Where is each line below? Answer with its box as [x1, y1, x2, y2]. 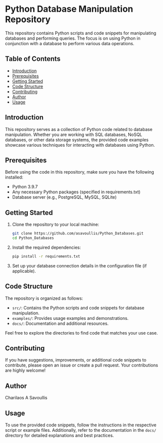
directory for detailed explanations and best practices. [5, 433, 114, 439]
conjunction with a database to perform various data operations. [5, 40, 135, 46]
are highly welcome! [5, 367, 46, 373]
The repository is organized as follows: [5, 295, 83, 301]
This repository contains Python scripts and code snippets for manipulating [5, 30, 157, 36]
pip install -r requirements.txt [12, 254, 81, 259]
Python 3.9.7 [12, 184, 38, 190]
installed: [5, 174, 23, 180]
